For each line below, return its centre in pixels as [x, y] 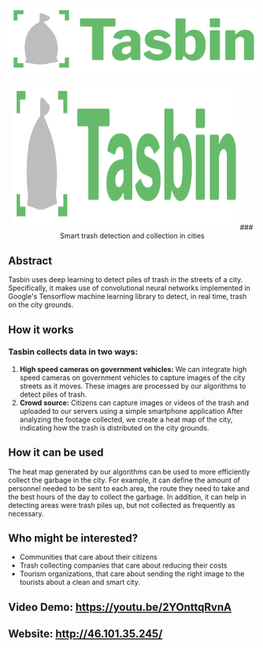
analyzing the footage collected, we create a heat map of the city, [126, 419]
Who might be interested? [73, 538]
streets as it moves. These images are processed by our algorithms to [133, 385]
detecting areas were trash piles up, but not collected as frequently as [122, 505]
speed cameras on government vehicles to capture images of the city [132, 378]
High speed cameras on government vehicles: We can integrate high [133, 369]
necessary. [26, 513]
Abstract [30, 261]
